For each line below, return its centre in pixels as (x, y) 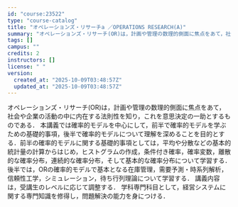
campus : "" (23, 47)
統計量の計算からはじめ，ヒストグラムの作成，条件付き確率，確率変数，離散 (119, 152)
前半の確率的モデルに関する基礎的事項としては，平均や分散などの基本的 (125, 143)
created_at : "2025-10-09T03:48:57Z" (68, 80)
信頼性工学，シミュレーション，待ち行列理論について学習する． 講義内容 (114, 179)
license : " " (27, 67)
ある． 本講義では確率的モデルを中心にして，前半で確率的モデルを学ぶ (123, 125)
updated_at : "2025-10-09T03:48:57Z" (68, 86)
